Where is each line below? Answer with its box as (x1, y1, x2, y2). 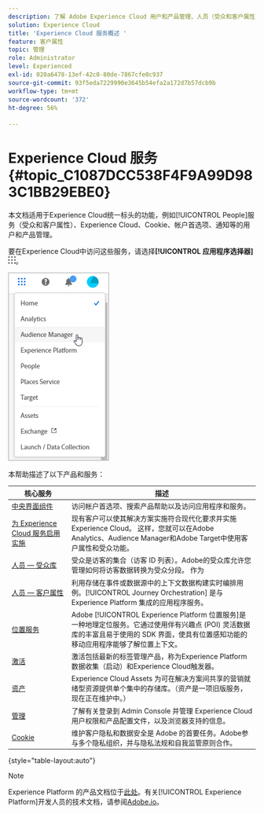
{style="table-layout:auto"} (8, 756, 96, 765)
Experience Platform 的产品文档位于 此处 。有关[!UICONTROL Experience (8, 787, 242, 797)
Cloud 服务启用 (11, 529, 60, 538)
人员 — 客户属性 (11, 588, 64, 597)
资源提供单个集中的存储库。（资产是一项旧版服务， (85, 684, 247, 693)
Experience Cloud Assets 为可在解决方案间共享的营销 (71, 674, 244, 684)
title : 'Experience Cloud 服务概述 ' (8, 29, 127, 37)
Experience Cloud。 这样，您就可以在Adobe (71, 523, 214, 533)
